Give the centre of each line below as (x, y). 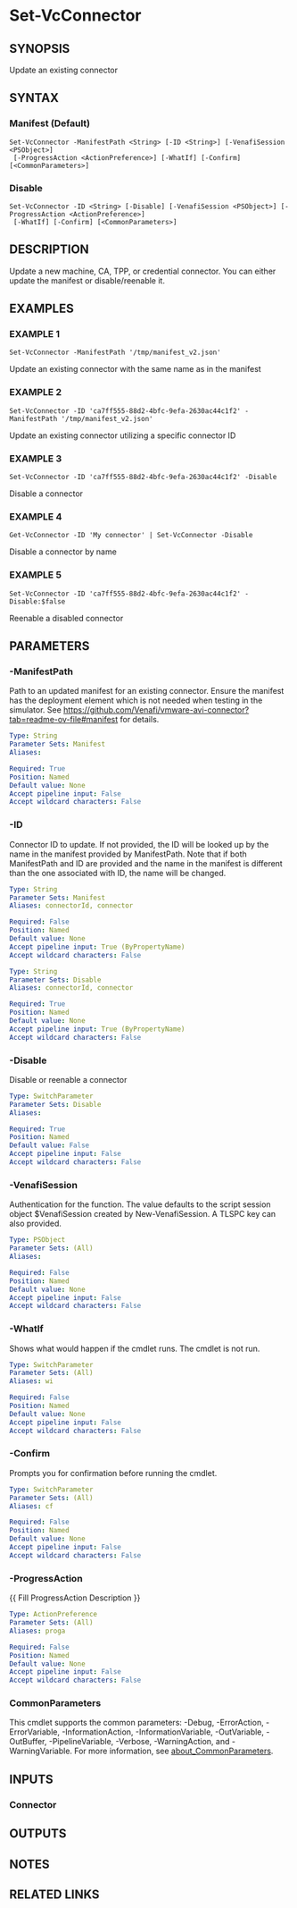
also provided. (36, 1224)
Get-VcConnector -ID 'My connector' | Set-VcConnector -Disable (131, 536)
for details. (140, 720)
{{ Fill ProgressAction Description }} (75, 1598)
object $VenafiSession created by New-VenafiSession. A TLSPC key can (143, 1214)
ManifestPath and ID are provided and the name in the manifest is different (146, 863)
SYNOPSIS (40, 49)
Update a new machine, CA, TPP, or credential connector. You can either (143, 271)
